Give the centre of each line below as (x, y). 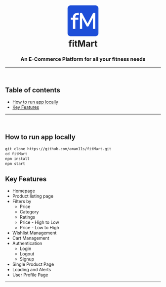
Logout (27, 253)
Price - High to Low (39, 222)
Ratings (27, 217)
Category (29, 211)
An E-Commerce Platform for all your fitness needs (83, 59)
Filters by (22, 201)
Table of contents (33, 90)
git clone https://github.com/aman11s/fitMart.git (58, 149)
